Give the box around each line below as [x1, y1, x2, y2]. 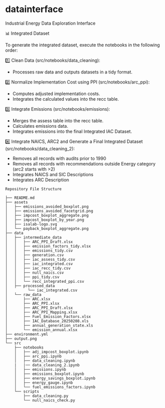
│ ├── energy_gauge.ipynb [14, 380, 73, 385]
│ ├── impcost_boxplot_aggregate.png [5, 213, 89, 218]
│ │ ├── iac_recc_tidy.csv [5, 266, 71, 271]
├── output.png [5, 336, 37, 341]
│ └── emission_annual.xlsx [5, 327, 78, 333]
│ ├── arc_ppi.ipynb [14, 354, 62, 359]
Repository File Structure [5, 186, 62, 192]
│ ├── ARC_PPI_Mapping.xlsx [5, 309, 78, 315]
